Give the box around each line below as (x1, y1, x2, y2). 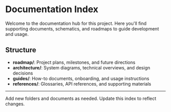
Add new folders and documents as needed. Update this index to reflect (5, 95, 157, 101)
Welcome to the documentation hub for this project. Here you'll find (5, 20, 147, 26)
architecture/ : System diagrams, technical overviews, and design (12, 64, 150, 70)
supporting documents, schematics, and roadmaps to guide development (5, 25, 159, 31)
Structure (5, 46, 37, 54)
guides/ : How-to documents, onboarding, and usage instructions (12, 75, 150, 82)
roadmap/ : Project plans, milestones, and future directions (12, 59, 136, 65)
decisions (12, 70, 33, 76)
